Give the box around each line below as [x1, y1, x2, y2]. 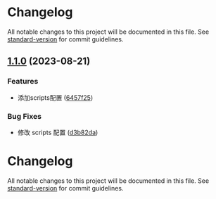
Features [7, 77, 39, 86]
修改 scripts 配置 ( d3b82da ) [17, 128, 99, 136]
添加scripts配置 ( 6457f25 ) [17, 93, 94, 102]
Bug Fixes [7, 111, 42, 121]
